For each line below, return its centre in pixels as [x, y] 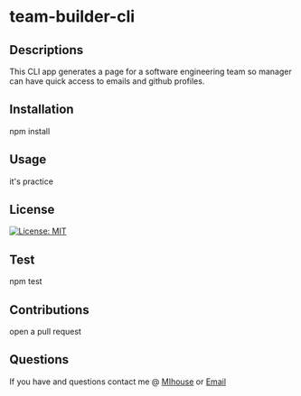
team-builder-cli [72, 17]
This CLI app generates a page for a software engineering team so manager [150, 71]
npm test [26, 281]
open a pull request [45, 332]
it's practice [32, 181]
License [32, 210]
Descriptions [47, 50]
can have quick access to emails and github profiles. [107, 81]
